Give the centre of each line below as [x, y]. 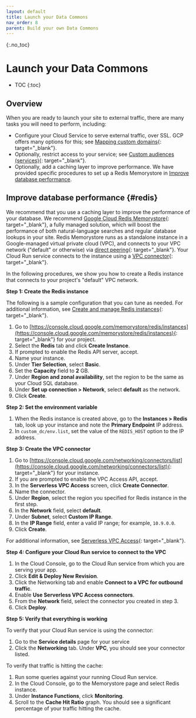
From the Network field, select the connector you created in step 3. [97, 601]
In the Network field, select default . [58, 510]
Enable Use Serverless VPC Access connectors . [74, 595]
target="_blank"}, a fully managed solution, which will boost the [83, 224]
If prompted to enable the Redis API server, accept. [77, 352]
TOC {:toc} [28, 85]
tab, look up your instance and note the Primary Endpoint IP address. [99, 425]
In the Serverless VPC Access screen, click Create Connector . [92, 485]
